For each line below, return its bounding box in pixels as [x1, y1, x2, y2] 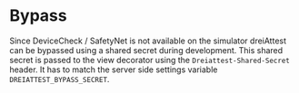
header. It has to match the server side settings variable [9, 64, 218, 75]
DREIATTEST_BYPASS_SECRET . [9, 73, 110, 84]
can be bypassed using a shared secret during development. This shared [9, 44, 284, 55]
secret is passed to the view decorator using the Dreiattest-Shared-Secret [9, 54, 291, 65]
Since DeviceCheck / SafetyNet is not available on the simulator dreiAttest [9, 35, 287, 46]
